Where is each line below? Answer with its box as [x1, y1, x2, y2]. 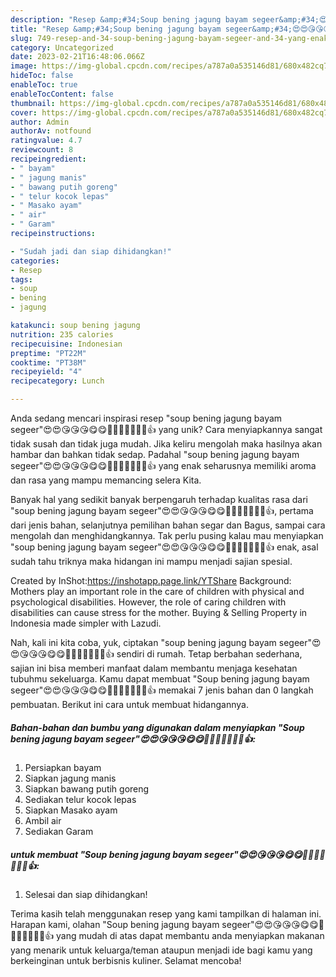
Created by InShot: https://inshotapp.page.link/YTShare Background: [10, 575, 292, 586]
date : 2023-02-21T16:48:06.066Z [10, 52, 145, 62]
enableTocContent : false [10, 89, 114, 99]
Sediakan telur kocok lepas [24, 793, 137, 805]
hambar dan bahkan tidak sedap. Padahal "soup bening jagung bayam [10, 449, 300, 460]
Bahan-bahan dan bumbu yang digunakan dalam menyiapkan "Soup [10, 721, 305, 733]
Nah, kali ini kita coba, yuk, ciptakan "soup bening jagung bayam [10, 637, 277, 648]
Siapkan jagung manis [24, 772, 117, 784]
